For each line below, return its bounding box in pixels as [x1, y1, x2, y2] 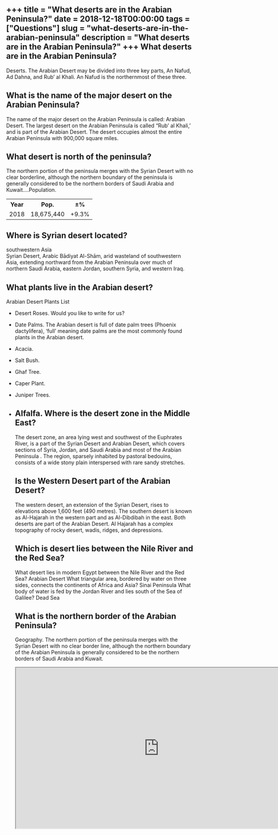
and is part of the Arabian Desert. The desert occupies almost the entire [6, 128, 182, 136]
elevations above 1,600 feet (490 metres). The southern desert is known [14, 508, 192, 515]
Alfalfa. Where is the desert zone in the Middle [14, 408, 190, 418]
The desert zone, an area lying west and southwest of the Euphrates [14, 433, 182, 440]
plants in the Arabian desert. [14, 334, 84, 341]
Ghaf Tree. [14, 368, 42, 376]
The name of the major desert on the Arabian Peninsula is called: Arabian [6, 115, 185, 122]
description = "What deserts [81, 33, 190, 43]
